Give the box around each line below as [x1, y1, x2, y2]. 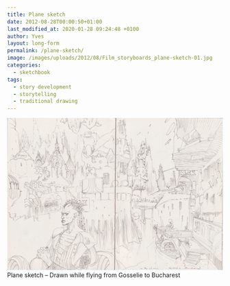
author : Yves [7, 33, 44, 40]
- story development [13, 83, 72, 91]
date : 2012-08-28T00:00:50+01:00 [7, 18, 103, 25]
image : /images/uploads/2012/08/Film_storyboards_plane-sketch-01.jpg [7, 55, 213, 62]
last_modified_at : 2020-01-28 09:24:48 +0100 [7, 25, 139, 32]
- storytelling [13, 91, 57, 97]
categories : [7, 62, 41, 69]
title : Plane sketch [7, 11, 66, 18]
